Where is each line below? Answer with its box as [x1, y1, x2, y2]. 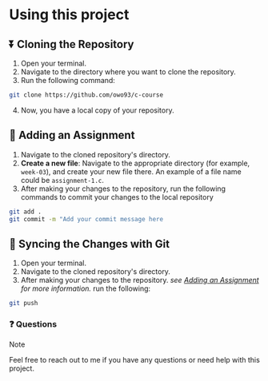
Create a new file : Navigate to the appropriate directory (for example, [20, 158, 250, 168]
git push [9, 300, 38, 308]
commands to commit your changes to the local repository [20, 192, 214, 201]
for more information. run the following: [20, 284, 151, 293]
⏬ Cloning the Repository [9, 38, 134, 51]
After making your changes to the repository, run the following [20, 184, 226, 193]
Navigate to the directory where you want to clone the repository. [20, 67, 237, 77]
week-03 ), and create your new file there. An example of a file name [20, 166, 242, 177]
